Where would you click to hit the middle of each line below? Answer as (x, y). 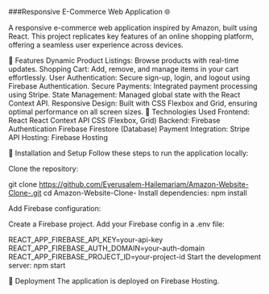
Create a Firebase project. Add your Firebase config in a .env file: (117, 224)
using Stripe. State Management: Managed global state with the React (124, 95)
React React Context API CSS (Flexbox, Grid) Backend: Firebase (114, 120)
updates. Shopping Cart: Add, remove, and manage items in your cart (124, 69)
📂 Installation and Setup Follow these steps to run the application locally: (128, 153)
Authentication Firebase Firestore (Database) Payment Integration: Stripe (129, 129)
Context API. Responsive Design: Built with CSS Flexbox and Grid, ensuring (133, 103)
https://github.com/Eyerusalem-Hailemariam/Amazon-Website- (144, 184)
